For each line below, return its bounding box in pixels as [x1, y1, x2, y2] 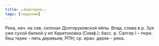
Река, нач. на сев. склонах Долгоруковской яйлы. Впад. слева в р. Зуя [5, 25, 154, 31]
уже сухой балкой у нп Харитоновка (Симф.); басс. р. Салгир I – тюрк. [5, 30, 153, 36]
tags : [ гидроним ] [5, 12, 41, 16]
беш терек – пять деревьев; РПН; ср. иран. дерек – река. [5, 35, 125, 41]
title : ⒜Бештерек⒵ [5, 7, 46, 12]
